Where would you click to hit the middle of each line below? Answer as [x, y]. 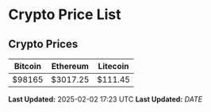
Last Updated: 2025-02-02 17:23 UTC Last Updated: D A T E [105, 99]
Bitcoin [28, 66]
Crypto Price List [65, 15]
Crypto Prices [43, 44]
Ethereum [70, 66]
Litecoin [113, 66]
